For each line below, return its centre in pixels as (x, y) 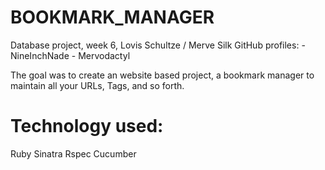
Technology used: (87, 126)
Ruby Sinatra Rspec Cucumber (73, 153)
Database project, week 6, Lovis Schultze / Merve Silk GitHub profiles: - (158, 45)
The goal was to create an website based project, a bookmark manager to (162, 75)
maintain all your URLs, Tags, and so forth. (97, 85)
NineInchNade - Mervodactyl (70, 55)
